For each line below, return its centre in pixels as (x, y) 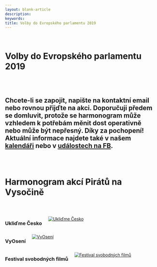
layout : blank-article (28, 9)
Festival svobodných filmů (37, 259)
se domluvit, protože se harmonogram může (73, 115)
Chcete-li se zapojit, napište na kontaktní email (77, 100)
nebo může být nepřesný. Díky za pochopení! (74, 130)
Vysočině (25, 192)
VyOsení (15, 241)
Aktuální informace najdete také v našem (68, 138)
